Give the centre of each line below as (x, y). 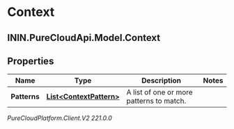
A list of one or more (159, 92)
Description (161, 80)
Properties (31, 61)
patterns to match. (156, 101)
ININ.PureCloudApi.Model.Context (84, 38)
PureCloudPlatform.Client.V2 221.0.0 (60, 118)
